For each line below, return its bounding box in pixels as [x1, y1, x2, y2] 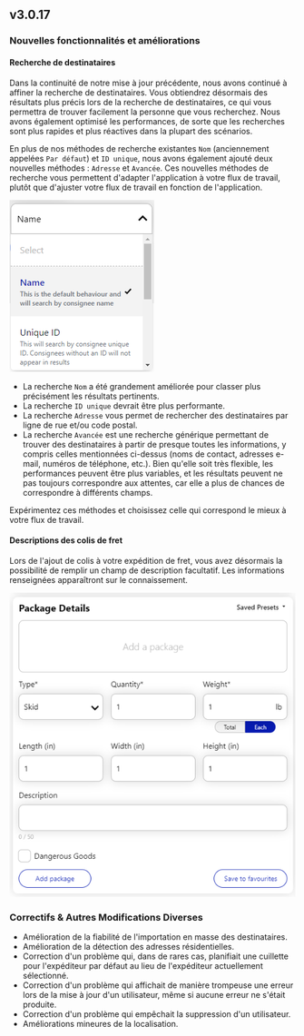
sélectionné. [22, 971, 70, 982]
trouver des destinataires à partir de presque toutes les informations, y [22, 439, 287, 449]
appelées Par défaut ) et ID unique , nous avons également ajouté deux [9, 153, 273, 163]
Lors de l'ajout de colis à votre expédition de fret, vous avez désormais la [9, 555, 283, 566]
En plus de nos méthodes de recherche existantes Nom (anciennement [9, 143, 270, 153]
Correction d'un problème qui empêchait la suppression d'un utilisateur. [22, 1009, 291, 1020]
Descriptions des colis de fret [9, 535, 123, 546]
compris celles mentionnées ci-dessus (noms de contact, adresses [22, 449, 274, 459]
